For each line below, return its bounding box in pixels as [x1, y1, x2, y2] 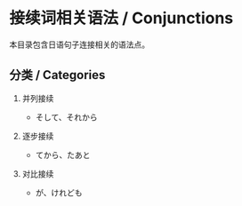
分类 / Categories [9, 67, 106, 83]
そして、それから [35, 112, 98, 123]
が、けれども [35, 187, 83, 198]
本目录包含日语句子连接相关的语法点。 [9, 39, 149, 50]
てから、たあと [35, 149, 91, 160]
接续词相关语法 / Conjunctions [9, 8, 234, 28]
